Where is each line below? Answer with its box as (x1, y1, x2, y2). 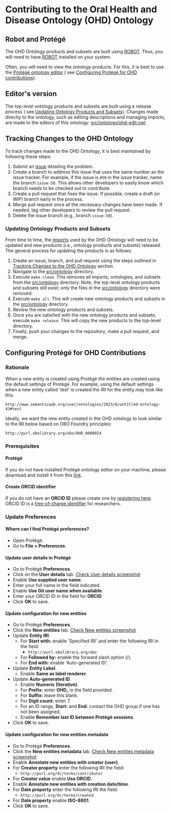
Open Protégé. (12, 537, 44, 544)
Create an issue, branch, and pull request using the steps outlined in (12, 257, 157, 263)
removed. (12, 290, 33, 296)
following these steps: (5, 153, 52, 159)
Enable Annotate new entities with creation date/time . (12, 781, 129, 787)
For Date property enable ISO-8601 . (12, 797, 90, 803)
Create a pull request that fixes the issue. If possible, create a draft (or (12, 191, 160, 197)
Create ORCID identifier (5, 484, 56, 490)
